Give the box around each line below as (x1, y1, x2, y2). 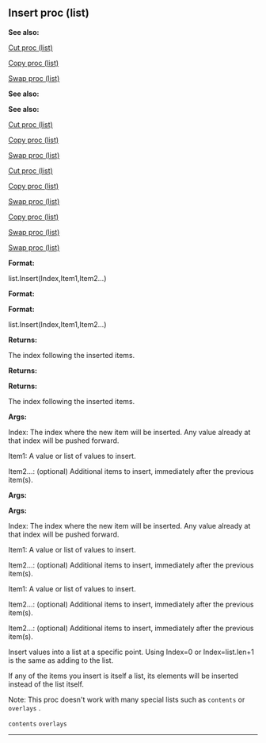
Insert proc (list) (8, 6, 89, 20)
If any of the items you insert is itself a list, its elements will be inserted (8, 671, 239, 680)
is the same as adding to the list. (8, 655, 114, 665)
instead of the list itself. (8, 679, 85, 689)
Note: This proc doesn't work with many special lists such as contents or (8, 695, 245, 704)
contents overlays (8, 720, 67, 728)
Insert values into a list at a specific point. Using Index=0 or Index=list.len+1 (8, 647, 255, 656)
